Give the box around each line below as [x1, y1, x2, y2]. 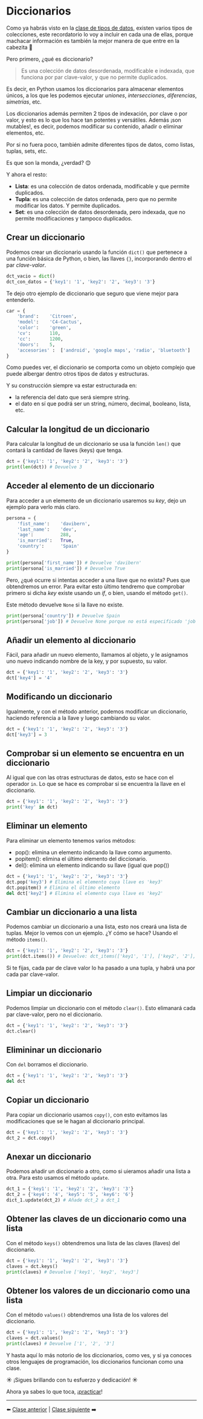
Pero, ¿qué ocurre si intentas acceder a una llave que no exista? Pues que [6, 576, 190, 583]
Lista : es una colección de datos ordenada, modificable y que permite [14, 182, 190, 190]
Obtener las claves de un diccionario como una [6, 1214, 187, 1225]
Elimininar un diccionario [6, 1045, 102, 1055]
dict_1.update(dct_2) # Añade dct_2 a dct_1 [6, 1197, 120, 1203]
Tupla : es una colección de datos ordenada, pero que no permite [14, 195, 177, 202]
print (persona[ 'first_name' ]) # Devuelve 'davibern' [6, 559, 142, 566]
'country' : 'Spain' [17, 543, 80, 550]
